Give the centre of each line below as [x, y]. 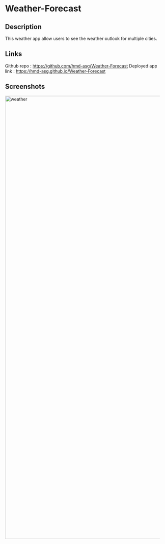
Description [23, 27]
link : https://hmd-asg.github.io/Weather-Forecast [55, 71]
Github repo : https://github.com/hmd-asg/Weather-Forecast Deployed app [81, 66]
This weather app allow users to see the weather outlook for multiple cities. [81, 38]
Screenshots [25, 87]
